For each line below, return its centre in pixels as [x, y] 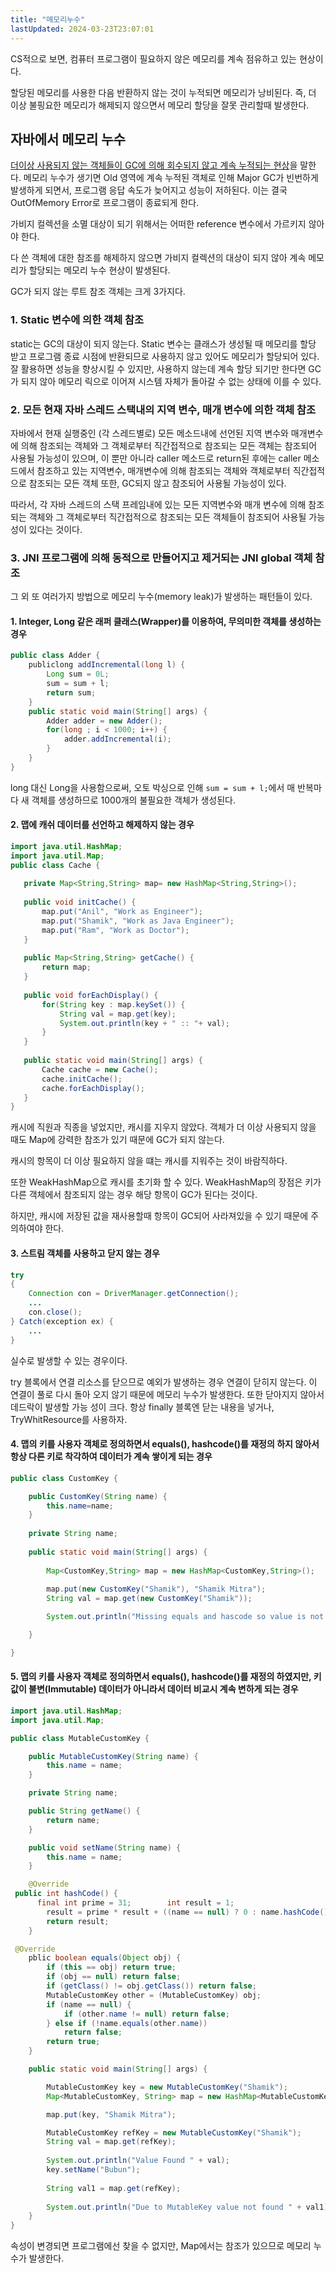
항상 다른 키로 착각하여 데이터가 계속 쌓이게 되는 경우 [111, 1457]
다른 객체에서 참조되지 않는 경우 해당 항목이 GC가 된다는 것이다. [134, 1195]
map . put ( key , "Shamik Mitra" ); [111, 2114]
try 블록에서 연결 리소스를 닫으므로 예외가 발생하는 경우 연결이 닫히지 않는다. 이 [164, 1382]
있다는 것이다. [55, 529]
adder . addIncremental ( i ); [117, 739]
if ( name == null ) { [89, 2004]
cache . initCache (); [82, 1079]
